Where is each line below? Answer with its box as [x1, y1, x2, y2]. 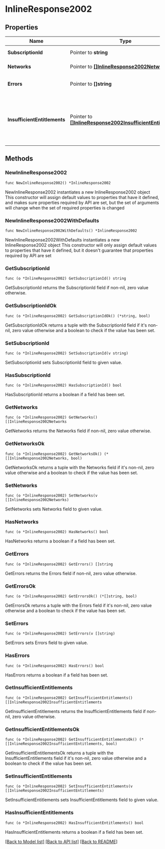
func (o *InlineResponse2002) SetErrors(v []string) [5, 631, 115, 636]
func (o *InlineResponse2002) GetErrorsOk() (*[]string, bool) [5, 594, 137, 599]
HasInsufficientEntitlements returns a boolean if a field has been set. [5, 829, 143, 835]
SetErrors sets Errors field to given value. [5, 640, 88, 646]
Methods [5, 154, 33, 163]
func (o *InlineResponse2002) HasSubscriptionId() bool [5, 383, 122, 388]
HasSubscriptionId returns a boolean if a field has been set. [5, 392, 125, 398]
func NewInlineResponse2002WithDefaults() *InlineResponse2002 [5, 228, 137, 233]
